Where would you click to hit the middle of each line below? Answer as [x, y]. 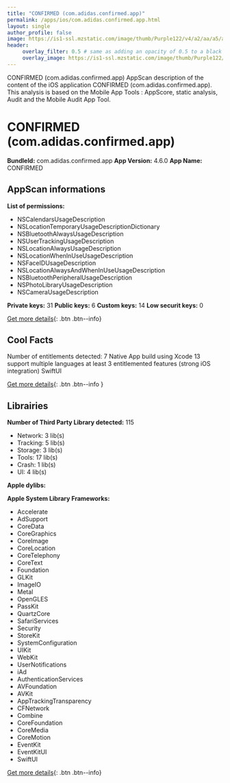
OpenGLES [33, 599]
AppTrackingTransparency [54, 701]
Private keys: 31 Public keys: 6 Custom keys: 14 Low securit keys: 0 [105, 305]
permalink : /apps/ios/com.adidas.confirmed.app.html [84, 20]
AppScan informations [56, 189]
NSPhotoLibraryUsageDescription [65, 284]
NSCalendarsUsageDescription [61, 219]
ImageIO [29, 585]
